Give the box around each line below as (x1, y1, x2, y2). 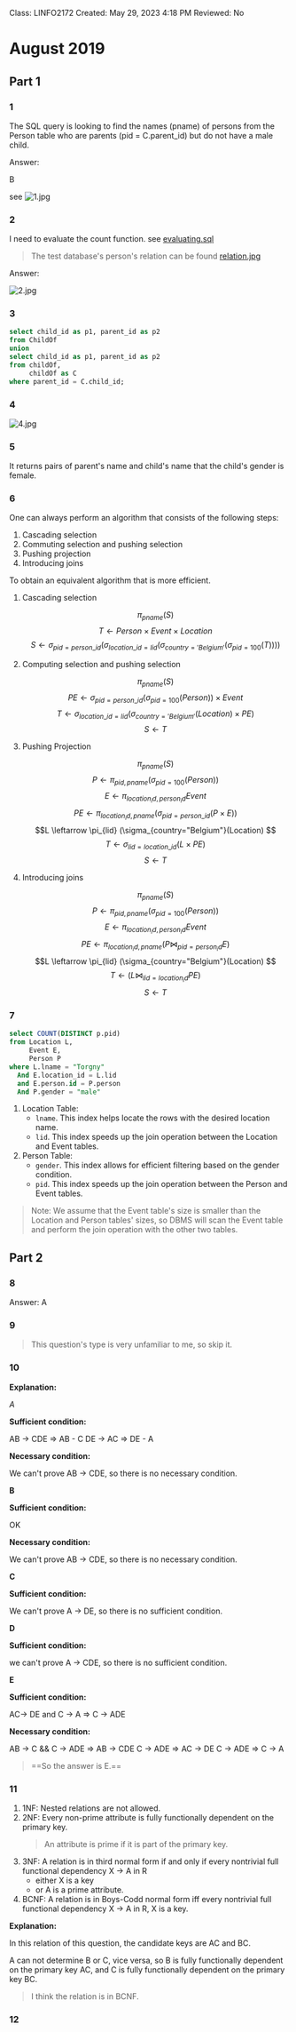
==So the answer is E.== (30, 1760, 122, 1771)
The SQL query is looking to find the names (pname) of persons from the (9, 120, 275, 131)
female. (9, 470, 37, 481)
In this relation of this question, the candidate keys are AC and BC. (9, 1937, 251, 1948)
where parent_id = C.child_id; (9, 377, 125, 386)
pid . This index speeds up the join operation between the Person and (35, 1179, 288, 1190)
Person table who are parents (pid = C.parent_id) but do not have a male (9, 130, 273, 140)
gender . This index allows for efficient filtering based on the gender (35, 1159, 280, 1171)
